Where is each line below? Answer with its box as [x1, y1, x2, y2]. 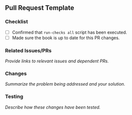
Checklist [5, 18, 28, 25]
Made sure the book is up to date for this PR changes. [12, 35, 120, 41]
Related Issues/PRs [5, 47, 52, 54]
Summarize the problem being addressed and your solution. [5, 81, 125, 87]
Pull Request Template [5, 4, 74, 12]
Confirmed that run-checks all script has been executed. [12, 29, 127, 35]
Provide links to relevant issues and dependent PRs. [5, 58, 109, 64]
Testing [5, 93, 23, 100]
